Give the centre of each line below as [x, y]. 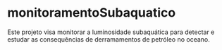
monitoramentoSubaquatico [92, 13]
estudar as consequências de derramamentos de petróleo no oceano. [109, 39]
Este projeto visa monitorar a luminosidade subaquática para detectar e [111, 32]
